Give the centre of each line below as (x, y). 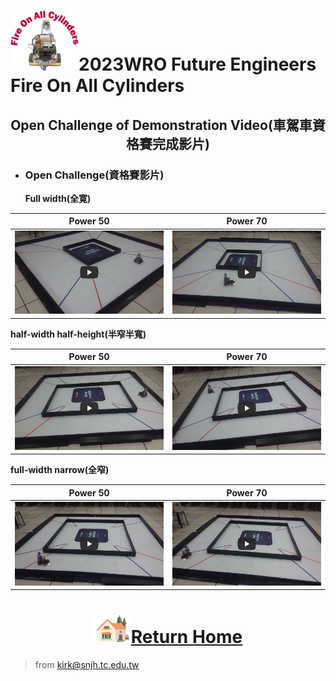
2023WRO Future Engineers (197, 64)
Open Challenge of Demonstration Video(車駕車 (161, 125)
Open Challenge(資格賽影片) (94, 175)
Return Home (186, 637)
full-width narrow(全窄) (60, 470)
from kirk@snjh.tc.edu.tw (87, 665)
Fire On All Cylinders (97, 86)
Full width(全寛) (58, 198)
